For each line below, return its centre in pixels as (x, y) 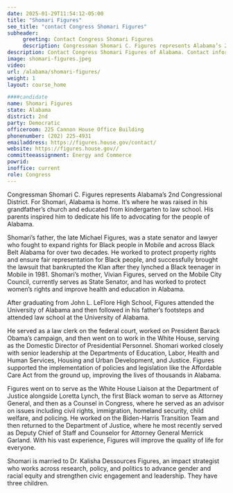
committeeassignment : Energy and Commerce (69, 156)
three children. (28, 483)
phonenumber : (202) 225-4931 (49, 136)
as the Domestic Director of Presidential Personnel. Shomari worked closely (115, 345)
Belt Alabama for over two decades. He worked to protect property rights (112, 252)
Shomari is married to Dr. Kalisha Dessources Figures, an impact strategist (113, 461)
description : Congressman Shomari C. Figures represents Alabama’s (122, 46)
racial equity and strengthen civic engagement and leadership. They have (112, 476)
